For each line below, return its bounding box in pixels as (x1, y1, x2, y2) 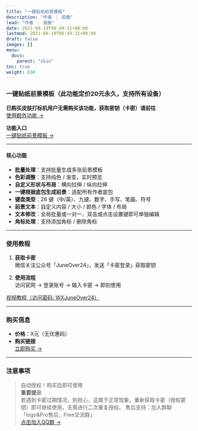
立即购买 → (14, 345, 42, 352)
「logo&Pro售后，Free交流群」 (20, 411, 95, 418)
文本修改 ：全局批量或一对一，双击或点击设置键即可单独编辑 (14, 210, 160, 218)
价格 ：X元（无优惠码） (14, 330, 71, 338)
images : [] (6, 42, 33, 48)
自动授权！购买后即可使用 (20, 381, 83, 388)
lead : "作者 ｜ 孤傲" (6, 20, 55, 25)
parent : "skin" (16, 58, 54, 64)
